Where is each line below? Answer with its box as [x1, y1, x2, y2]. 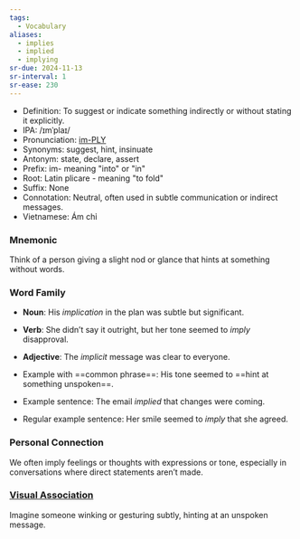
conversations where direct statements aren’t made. [9, 467, 203, 478]
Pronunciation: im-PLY [22, 134, 107, 145]
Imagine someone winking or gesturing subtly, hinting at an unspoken [9, 509, 268, 520]
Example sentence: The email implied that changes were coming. [22, 396, 266, 407]
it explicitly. [22, 115, 65, 126]
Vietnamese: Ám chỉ [22, 211, 98, 222]
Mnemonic [9, 233, 58, 246]
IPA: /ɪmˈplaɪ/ [22, 124, 70, 136]
